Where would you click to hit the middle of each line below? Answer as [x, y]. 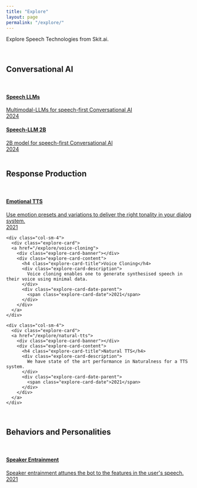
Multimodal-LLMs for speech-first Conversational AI [69, 110]
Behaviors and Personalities [59, 432]
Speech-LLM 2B [26, 130]
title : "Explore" [27, 11]
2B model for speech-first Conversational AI [59, 142]
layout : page [22, 17]
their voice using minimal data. [47, 279]
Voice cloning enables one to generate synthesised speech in [105, 274]
